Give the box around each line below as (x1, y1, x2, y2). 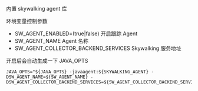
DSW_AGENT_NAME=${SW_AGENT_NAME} (6, 74, 88, 80)
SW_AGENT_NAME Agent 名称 (14, 38, 89, 44)
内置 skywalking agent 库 (6, 5, 67, 12)
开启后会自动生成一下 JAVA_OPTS (6, 58, 88, 64)
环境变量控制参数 (6, 18, 48, 25)
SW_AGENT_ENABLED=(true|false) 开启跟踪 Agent (14, 30, 138, 37)
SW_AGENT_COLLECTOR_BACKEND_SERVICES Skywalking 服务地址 (14, 45, 181, 52)
